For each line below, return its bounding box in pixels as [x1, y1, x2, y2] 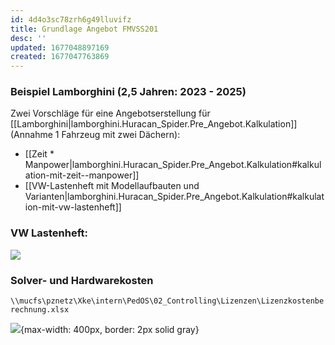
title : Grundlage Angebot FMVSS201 [10, 24, 159, 34]
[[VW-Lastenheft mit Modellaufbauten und [24, 180, 200, 192]
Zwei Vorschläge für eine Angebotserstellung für [10, 107, 211, 120]
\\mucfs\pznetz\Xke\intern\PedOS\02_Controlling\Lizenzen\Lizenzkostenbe [10, 296, 325, 306]
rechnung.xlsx [10, 305, 70, 315]
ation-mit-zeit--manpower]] [24, 169, 140, 181]
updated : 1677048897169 [10, 42, 110, 53]
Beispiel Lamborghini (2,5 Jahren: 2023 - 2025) [10, 85, 247, 99]
